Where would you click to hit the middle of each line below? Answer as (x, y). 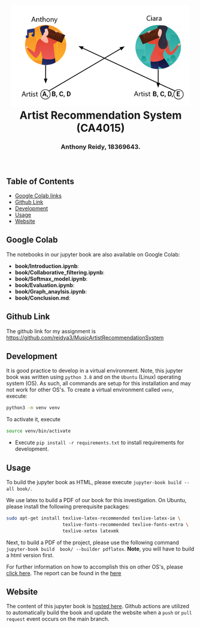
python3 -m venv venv (33, 408)
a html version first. (30, 555)
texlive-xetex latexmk (91, 531)
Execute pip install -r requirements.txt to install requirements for (99, 443)
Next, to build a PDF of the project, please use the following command (93, 542)
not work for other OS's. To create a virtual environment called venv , (90, 390)
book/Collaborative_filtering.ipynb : (60, 272)
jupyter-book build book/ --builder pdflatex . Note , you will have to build (100, 549)
